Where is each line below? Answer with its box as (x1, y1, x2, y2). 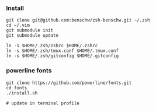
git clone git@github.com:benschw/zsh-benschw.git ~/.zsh (6, 17, 150, 23)
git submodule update (6, 33, 59, 38)
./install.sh (6, 90, 38, 96)
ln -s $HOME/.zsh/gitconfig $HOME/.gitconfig (6, 53, 119, 59)
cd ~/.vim (6, 22, 30, 29)
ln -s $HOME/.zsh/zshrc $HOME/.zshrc (6, 43, 98, 49)
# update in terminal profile (6, 100, 80, 106)
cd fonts (6, 85, 27, 91)
